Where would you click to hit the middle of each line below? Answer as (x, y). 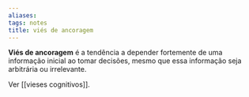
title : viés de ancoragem (51, 30)
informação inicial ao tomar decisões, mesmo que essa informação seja (125, 61)
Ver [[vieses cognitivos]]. (49, 84)
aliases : (23, 15)
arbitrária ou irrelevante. (47, 69)
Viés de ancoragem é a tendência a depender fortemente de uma (115, 53)
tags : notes (28, 23)
